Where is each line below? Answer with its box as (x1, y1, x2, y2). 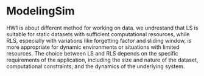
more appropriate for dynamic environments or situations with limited (6, 43, 180, 51)
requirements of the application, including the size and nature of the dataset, (6, 56, 199, 63)
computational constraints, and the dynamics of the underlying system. (6, 62, 185, 70)
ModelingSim (6, 4, 75, 18)
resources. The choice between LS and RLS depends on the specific (6, 49, 178, 57)
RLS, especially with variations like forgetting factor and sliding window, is (6, 37, 192, 44)
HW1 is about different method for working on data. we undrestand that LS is (6, 24, 199, 31)
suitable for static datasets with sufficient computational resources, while (6, 30, 190, 37)
